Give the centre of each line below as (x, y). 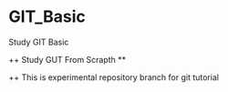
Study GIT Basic (39, 42)
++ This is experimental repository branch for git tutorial (114, 77)
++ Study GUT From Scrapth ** (67, 59)
